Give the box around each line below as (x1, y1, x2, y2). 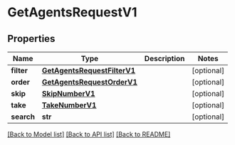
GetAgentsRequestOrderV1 (41, 77, 137, 87)
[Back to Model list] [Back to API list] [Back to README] (7, 130, 171, 139)
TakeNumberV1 (41, 100, 97, 110)
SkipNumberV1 (41, 89, 95, 98)
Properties (7, 33, 56, 45)
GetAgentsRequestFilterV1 (41, 65, 136, 75)
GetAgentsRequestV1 (7, 4, 137, 21)
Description (144, 54, 185, 63)
